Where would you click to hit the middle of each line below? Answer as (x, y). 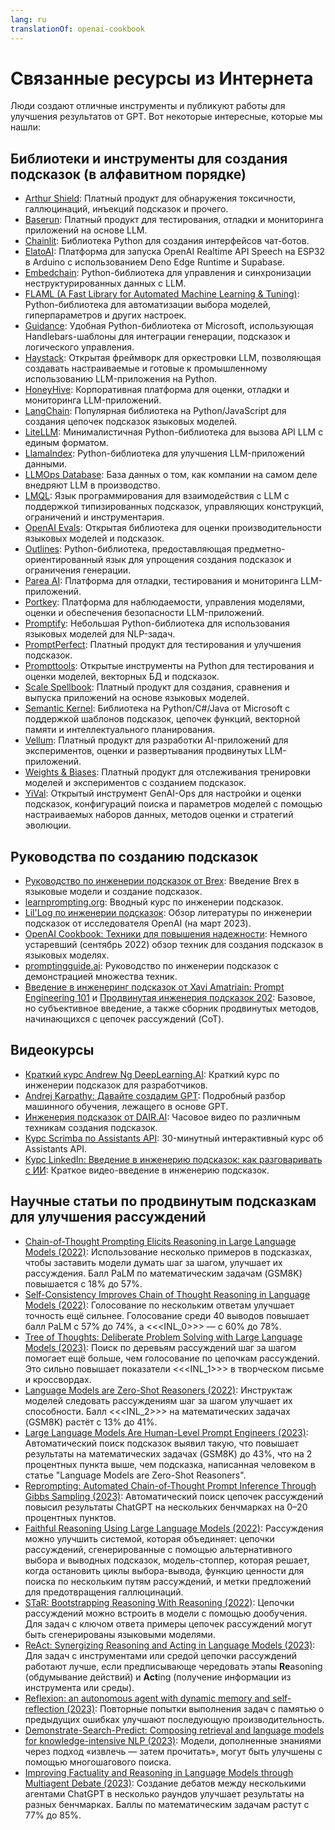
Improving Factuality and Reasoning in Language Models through (159, 1772)
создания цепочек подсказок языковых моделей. (131, 422)
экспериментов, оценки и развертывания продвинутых (143, 751)
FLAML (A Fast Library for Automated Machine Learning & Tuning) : (162, 294)
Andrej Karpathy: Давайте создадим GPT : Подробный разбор (155, 1095)
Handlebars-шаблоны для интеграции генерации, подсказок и (157, 337)
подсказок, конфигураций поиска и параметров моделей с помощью (173, 804)
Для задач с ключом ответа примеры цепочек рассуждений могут (168, 1623)
